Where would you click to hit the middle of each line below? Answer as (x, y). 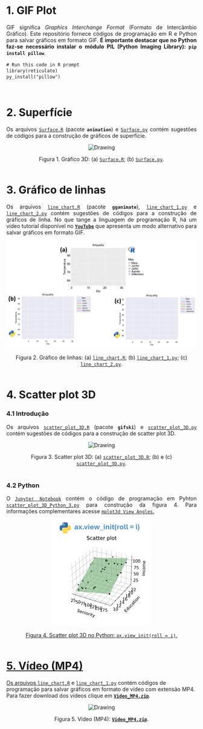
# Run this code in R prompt (43, 65)
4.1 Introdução (28, 413)
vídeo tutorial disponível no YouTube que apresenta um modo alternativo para (101, 226)
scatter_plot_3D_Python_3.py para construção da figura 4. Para (101, 505)
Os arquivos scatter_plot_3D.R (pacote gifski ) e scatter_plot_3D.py (101, 427)
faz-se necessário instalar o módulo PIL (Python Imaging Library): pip (101, 47)
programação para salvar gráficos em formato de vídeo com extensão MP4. (101, 689)
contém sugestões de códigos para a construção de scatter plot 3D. (91, 433)
